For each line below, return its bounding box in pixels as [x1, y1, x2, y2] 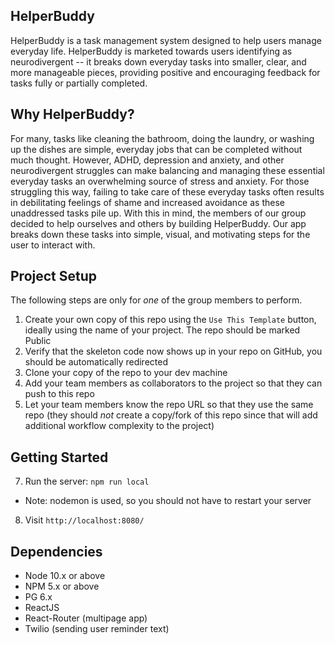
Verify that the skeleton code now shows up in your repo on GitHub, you [24, 345, 323, 358]
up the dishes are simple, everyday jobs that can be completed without [10, 143, 303, 155]
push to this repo [24, 388, 95, 400]
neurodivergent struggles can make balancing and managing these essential [10, 164, 325, 176]
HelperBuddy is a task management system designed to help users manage [10, 34, 322, 46]
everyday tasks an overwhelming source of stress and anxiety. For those [10, 175, 310, 187]
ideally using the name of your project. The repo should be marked [24, 324, 301, 336]
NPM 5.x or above [24, 580, 100, 593]
